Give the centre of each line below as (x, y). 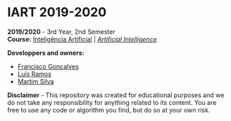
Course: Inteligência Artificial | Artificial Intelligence (82, 39)
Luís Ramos (34, 74)
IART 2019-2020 (57, 12)
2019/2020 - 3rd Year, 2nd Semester (61, 32)
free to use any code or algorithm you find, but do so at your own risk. (109, 110)
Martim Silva (36, 81)
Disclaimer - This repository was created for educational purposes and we (116, 95)
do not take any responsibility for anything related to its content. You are (112, 102)
